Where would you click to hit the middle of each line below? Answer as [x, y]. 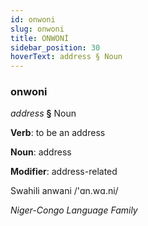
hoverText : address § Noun [66, 57]
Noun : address [41, 152]
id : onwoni [33, 19]
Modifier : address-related [64, 172]
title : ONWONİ [40, 38]
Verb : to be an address [58, 133]
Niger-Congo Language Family [74, 210]
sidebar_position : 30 [55, 47]
